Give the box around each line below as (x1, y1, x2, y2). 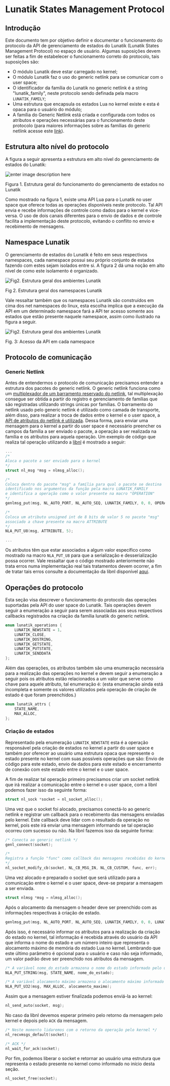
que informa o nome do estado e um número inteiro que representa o (5, 939, 150, 945)
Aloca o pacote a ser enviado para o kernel (5, 458, 101, 464)
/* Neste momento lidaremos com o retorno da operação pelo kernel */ (5, 1028, 157, 1033)
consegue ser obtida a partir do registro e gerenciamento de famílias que (5, 396, 158, 402)
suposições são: (5, 59, 39, 64)
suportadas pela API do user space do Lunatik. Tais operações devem (5, 602, 151, 608)
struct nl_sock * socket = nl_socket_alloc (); (5, 797, 103, 802)
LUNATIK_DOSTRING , (14, 637, 53, 642)
